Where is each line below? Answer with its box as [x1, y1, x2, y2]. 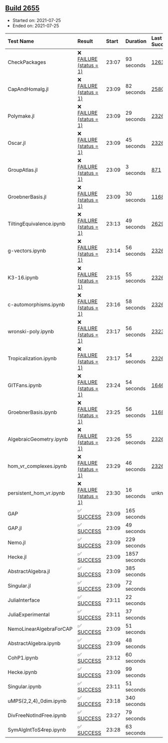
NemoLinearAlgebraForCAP [7, 625, 73, 632]
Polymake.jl [7, 112, 35, 119]
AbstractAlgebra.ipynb [7, 640, 61, 647]
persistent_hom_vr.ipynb [7, 489, 65, 497]
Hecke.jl [7, 553, 27, 560]
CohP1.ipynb [7, 654, 38, 661]
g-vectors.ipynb [7, 247, 46, 254]
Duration [125, 38, 146, 45]
